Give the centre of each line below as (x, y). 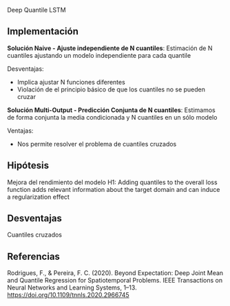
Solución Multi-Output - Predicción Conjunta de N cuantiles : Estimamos (111, 110)
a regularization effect (39, 197)
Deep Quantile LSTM (37, 10)
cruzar (27, 96)
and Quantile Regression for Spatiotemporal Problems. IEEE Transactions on (115, 281)
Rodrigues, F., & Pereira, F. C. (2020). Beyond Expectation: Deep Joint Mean (115, 273)
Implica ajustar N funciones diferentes (71, 82)
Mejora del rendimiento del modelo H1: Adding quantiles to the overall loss (113, 182)
